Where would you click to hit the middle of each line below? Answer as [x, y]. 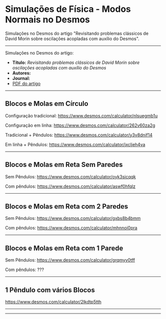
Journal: [21, 78]
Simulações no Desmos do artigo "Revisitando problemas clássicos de [77, 33]
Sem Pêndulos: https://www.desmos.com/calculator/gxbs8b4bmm [73, 218]
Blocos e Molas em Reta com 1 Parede [64, 248]
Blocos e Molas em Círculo [47, 104]
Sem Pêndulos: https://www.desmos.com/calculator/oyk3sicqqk [71, 176]
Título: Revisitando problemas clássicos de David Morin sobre [76, 62]
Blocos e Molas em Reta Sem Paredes [64, 165]
